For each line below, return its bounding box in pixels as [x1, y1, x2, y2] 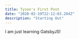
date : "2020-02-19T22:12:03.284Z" [5, 11, 75, 16]
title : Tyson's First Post [5, 7, 60, 12]
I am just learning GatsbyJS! [5, 29, 61, 35]
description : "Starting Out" [5, 16, 64, 20]
